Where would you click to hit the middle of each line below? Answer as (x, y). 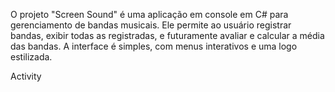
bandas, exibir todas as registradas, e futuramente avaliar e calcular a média (167, 35)
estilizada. (31, 57)
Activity (26, 76)
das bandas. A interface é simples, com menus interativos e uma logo (154, 46)
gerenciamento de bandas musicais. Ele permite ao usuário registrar (151, 25)
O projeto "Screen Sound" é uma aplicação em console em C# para (149, 14)
